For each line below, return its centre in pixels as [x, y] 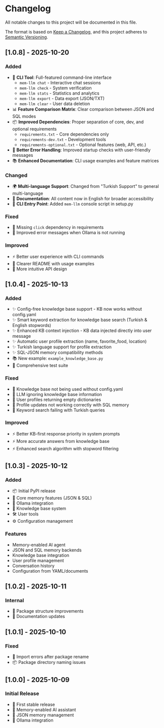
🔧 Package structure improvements [48, 611]
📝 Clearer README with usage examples [53, 263]
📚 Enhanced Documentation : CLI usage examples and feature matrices [85, 160]
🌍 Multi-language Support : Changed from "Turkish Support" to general [85, 186]
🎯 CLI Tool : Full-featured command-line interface [62, 77]
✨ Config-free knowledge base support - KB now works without [77, 309]
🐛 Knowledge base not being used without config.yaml [68, 389]
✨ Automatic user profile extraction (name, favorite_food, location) [79, 341]
